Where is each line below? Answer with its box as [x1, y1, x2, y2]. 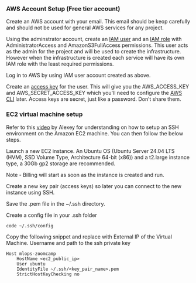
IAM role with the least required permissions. [6, 60, 114, 67]
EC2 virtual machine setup [6, 110, 83, 118]
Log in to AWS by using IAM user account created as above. [6, 72, 151, 79]
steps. [6, 136, 21, 143]
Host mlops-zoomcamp [6, 251, 57, 257]
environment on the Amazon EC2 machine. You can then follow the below [6, 129, 183, 137]
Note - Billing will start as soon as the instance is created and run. [6, 171, 165, 178]
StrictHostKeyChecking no [16, 271, 80, 277]
